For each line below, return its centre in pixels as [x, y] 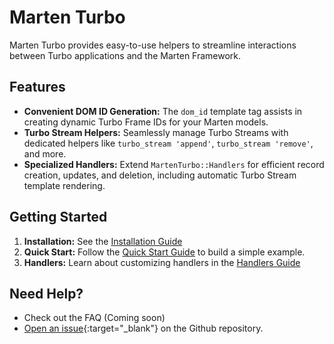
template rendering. [64, 185]
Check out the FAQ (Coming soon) [94, 318]
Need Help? [46, 293]
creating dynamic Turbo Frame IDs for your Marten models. [146, 122]
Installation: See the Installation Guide [103, 241]
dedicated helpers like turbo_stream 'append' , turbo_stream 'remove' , [168, 143]
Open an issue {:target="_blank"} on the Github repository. [143, 328]
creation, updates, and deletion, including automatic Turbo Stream [160, 175]
